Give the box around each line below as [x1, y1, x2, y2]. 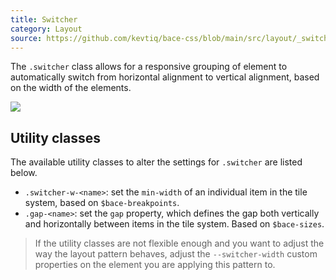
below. [10, 167, 38, 179]
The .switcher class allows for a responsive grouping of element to [10, 61, 288, 73]
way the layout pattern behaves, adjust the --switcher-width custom [34, 248, 318, 260]
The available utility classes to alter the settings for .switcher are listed [10, 156, 303, 168]
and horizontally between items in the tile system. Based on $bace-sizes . [24, 218, 325, 230]
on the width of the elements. [10, 82, 132, 94]
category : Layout [10, 24, 83, 34]
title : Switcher [10, 14, 78, 25]
